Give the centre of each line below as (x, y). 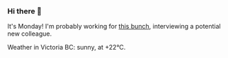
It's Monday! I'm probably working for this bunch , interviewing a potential (114, 27)
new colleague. (29, 34)
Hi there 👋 (25, 11)
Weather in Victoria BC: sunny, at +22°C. (67, 48)
